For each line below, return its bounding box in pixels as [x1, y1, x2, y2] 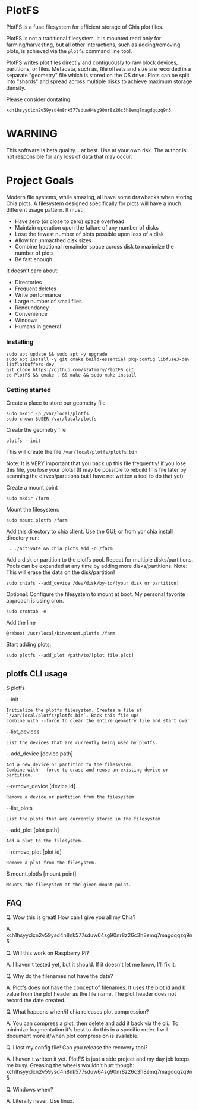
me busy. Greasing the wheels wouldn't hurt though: [6, 1062, 135, 1069]
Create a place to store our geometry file [6, 399, 106, 406]
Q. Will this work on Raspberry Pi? [6, 949, 89, 957]
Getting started [6, 386, 52, 394]
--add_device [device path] [6, 750, 73, 757]
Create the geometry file [6, 427, 67, 434]
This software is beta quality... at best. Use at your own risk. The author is [6, 146, 187, 153]
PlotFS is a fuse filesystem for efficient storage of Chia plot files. [6, 23, 164, 30]
